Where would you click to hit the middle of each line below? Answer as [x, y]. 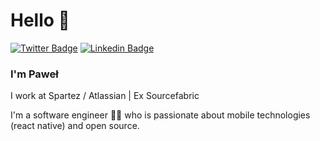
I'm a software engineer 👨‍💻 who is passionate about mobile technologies [160, 115]
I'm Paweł [34, 74]
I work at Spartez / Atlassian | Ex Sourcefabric [105, 96]
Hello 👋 [40, 20]
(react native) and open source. [75, 126]
